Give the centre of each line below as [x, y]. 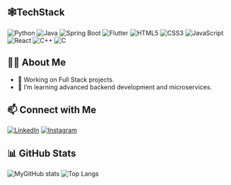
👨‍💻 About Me [37, 63]
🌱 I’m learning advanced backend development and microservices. [115, 87]
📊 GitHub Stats [42, 153]
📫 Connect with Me [52, 110]
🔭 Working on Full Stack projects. [66, 79]
